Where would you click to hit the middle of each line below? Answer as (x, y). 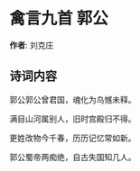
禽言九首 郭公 (59, 18)
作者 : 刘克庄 (32, 45)
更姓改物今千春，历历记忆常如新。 (73, 138)
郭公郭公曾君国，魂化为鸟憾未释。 (73, 99)
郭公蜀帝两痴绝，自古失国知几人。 (73, 157)
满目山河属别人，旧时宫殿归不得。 (73, 119)
